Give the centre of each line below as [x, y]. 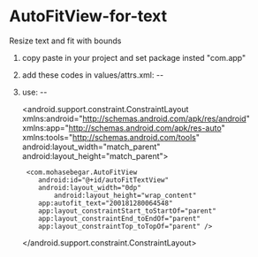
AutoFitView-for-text [88, 16]
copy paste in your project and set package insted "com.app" [133, 57]
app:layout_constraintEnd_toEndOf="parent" [119, 218]
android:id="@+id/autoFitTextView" [104, 180]
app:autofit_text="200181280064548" [106, 203]
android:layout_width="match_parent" [91, 147]
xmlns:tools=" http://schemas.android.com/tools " [111, 137]
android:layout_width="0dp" [90, 187]
